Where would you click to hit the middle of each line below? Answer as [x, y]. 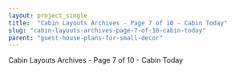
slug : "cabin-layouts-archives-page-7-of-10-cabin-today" [107, 30]
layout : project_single [48, 15]
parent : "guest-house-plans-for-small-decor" [85, 38]
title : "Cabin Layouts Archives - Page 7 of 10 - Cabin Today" [118, 23]
